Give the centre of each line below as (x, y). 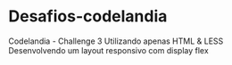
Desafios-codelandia (88, 16)
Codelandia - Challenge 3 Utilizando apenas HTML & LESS (116, 41)
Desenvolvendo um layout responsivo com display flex (108, 50)
